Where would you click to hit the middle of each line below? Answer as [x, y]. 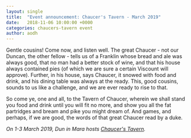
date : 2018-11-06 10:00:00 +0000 [50, 22]
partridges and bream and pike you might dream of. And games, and [89, 112]
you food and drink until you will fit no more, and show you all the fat [89, 105]
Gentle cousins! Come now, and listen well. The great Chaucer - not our [92, 50]
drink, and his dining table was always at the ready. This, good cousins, [92, 81]
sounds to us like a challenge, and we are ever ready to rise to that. [87, 87]
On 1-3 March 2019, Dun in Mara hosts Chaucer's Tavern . [76, 129]
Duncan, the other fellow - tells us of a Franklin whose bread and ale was [94, 56]
